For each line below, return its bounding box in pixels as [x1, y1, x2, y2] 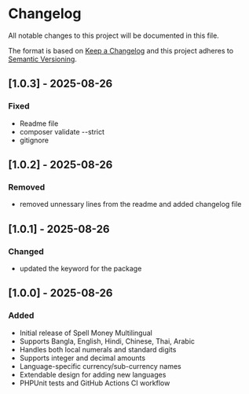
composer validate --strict [19, 127, 104, 136]
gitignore [19, 135, 49, 145]
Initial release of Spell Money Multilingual [19, 328, 153, 337]
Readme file [19, 119, 59, 128]
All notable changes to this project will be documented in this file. [8, 31, 220, 40]
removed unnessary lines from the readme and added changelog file [19, 200, 242, 209]
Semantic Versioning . [8, 54, 77, 64]
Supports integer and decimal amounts [19, 353, 146, 363]
